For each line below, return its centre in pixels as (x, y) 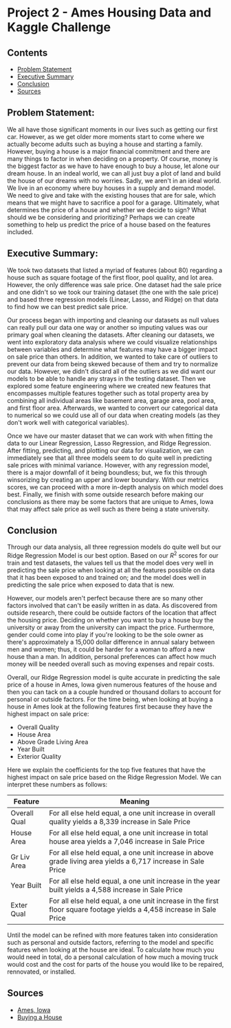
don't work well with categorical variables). (68, 422)
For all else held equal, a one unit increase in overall (132, 813)
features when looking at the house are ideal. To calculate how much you (111, 950)
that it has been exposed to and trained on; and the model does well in (107, 578)
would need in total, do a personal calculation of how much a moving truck (113, 957)
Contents (27, 53)
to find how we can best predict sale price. (68, 306)
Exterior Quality (39, 757)
